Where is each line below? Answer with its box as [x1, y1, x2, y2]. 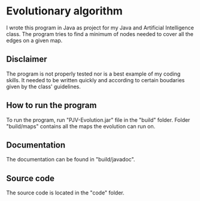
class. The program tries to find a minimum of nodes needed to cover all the [6, 30, 193, 37]
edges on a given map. [6, 37, 63, 44]
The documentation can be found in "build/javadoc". [6, 156, 135, 163]
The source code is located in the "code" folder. [6, 189, 125, 196]
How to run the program [6, 100, 97, 110]
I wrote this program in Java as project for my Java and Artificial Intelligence [6, 24, 195, 31]
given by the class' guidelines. [6, 83, 81, 90]
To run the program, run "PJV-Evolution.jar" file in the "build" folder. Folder [6, 116, 190, 124]
